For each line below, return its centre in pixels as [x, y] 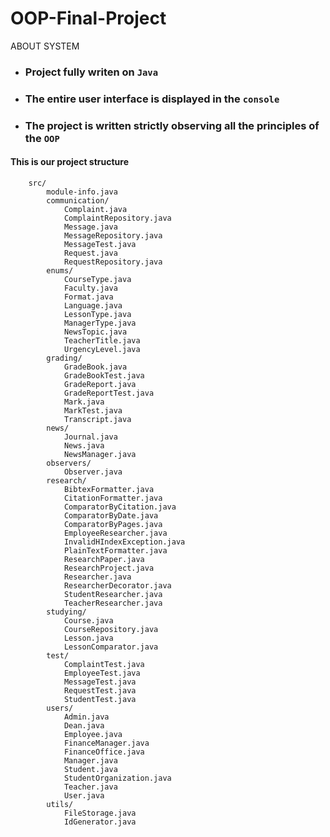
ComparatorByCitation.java [120, 507]
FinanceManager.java [106, 743]
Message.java [90, 227]
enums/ [60, 270]
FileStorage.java [100, 813]
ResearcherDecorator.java [117, 585]
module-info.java [82, 192]
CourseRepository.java [111, 629]
